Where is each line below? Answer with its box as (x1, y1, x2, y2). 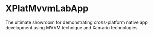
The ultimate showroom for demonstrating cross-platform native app (5, 19, 148, 25)
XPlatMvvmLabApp (5, 3, 89, 14)
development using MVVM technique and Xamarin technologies (5, 24, 138, 30)
